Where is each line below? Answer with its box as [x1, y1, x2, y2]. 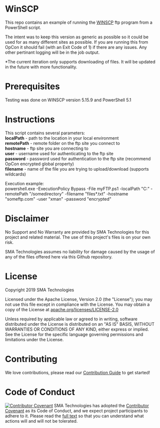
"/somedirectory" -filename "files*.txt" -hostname [29, 190, 129, 197]
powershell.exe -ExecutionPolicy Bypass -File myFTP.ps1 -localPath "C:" [5, 186, 150, 191]
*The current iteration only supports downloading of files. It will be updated [5, 59, 156, 64]
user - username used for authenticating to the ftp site [5, 150, 114, 156]
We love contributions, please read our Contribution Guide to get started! [5, 369, 150, 375]
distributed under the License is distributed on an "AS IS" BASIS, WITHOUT [5, 321, 155, 327]
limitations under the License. [5, 336, 64, 342]
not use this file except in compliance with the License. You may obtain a [5, 301, 150, 307]
